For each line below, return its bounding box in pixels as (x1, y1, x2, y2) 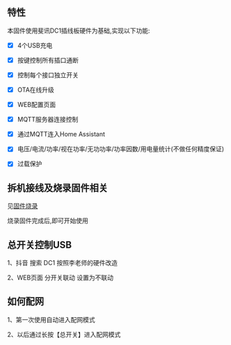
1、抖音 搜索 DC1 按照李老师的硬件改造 (7, 259, 118, 266)
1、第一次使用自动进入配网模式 (7, 315, 95, 323)
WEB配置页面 (17, 100, 56, 109)
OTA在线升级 (17, 86, 54, 94)
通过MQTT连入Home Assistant (17, 130, 106, 138)
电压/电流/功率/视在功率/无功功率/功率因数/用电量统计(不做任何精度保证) (17, 145, 225, 153)
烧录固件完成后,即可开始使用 (7, 216, 89, 225)
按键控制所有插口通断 (17, 56, 79, 64)
